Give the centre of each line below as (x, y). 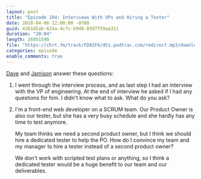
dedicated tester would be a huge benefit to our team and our (91, 164)
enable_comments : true (34, 56)
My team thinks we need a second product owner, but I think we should (103, 134)
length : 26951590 (28, 40)
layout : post (22, 12)
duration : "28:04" (29, 34)
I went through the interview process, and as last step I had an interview (103, 85)
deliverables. (31, 171)
